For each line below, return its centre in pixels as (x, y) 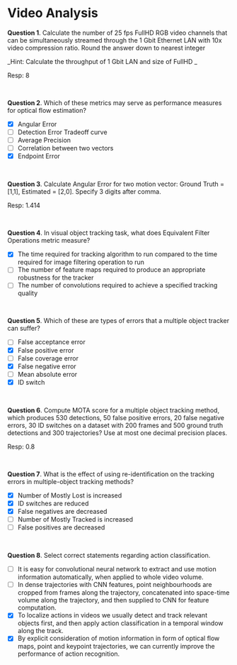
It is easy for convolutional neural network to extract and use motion (117, 569)
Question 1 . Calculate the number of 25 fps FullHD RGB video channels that (117, 33)
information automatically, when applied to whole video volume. (110, 577)
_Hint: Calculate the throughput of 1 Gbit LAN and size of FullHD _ (103, 61)
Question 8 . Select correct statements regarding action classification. (109, 556)
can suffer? (24, 329)
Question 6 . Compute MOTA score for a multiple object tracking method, (114, 410)
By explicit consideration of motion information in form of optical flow (118, 638)
